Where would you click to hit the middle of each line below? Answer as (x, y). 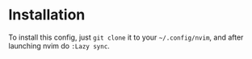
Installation (47, 15)
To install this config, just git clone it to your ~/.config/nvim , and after (126, 37)
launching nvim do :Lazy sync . (59, 45)
